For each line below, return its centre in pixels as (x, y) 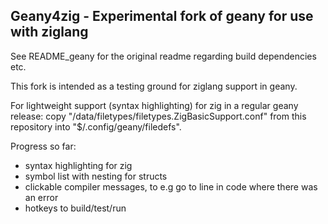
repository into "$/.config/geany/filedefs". (96, 126)
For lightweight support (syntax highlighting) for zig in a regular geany (154, 105)
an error (41, 197)
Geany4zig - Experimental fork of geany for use (162, 16)
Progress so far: (43, 146)
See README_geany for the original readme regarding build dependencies (163, 56)
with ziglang (49, 32)
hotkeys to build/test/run (75, 208)
